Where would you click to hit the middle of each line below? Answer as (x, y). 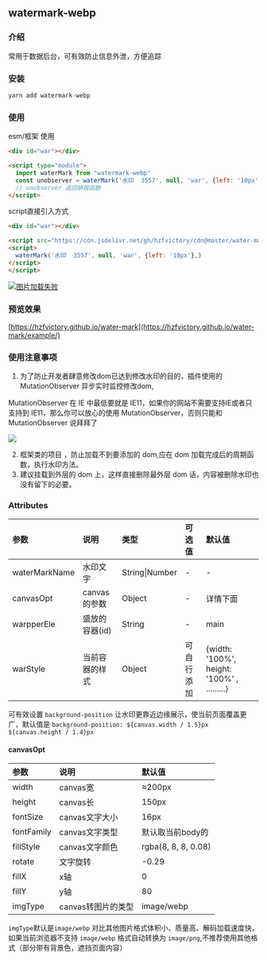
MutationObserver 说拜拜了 (53, 423)
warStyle (29, 668)
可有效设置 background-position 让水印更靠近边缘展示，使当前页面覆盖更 (128, 714)
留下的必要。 (55, 485)
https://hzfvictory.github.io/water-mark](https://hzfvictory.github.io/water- (133, 327)
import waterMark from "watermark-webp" (83, 173)
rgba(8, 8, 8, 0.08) (176, 846)
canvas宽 (77, 788)
